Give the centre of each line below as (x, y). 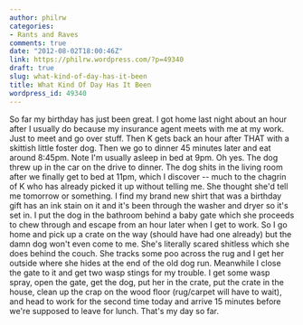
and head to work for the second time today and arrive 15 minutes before (145, 301)
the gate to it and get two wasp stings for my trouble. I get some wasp (140, 273)
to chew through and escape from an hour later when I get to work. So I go (148, 224)
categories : (32, 26)
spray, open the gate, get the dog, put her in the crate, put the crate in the (147, 282)
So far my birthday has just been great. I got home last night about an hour (148, 119)
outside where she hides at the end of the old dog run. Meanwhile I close (146, 263)
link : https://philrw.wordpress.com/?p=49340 (96, 60)
